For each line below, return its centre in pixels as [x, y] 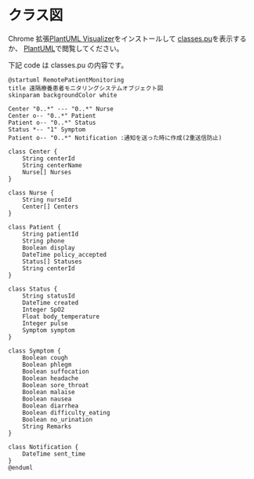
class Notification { [44, 447]
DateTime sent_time [54, 454]
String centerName [52, 165]
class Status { [33, 289]
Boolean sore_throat [56, 385]
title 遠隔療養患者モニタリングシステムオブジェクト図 [86, 88]
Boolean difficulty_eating [66, 412]
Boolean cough [45, 357]
